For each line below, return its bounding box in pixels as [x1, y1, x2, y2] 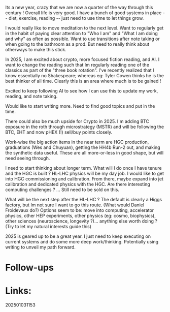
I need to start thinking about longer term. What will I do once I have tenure [5, 165, 162, 171]
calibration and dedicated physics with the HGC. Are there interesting [5, 181, 151, 187]
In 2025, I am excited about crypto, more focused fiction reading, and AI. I [5, 56, 160, 63]
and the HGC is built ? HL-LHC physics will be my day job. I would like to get [5, 170, 164, 176]
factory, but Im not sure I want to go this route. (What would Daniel [5, 202, 145, 208]
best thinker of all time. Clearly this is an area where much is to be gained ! [5, 78, 161, 84]
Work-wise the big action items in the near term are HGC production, [5, 139, 149, 145]
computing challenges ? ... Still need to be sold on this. [5, 186, 120, 193]
